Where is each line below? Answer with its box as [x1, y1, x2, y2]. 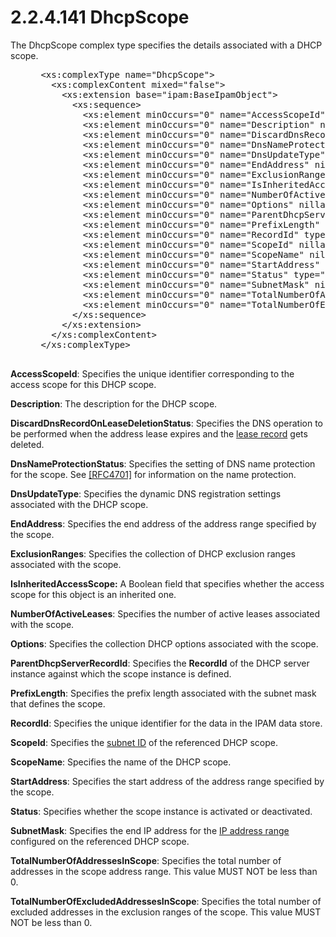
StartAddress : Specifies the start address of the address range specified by [10, 775, 325, 787]
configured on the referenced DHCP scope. [10, 835, 190, 847]
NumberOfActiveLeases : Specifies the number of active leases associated [10, 607, 321, 620]
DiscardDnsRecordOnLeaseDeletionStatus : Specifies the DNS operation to [10, 417, 323, 429]
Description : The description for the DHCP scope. [10, 397, 218, 410]
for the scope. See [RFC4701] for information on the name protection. [10, 468, 297, 480]
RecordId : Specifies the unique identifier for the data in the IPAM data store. [10, 717, 323, 729]
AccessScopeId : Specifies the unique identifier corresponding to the [10, 367, 295, 380]
